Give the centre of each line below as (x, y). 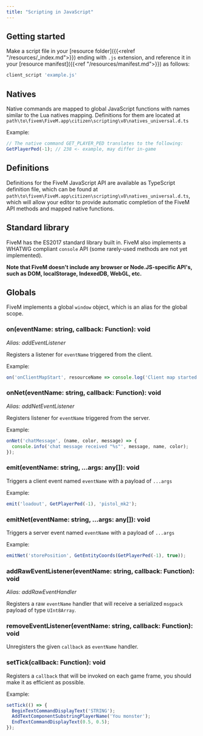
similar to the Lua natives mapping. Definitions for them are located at (93, 115)
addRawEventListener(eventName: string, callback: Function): (101, 571)
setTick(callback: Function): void (56, 662)
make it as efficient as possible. (46, 682)
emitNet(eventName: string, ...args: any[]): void (78, 519)
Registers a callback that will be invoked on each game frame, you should (99, 676)
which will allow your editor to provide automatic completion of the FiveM (98, 202)
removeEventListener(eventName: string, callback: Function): (100, 625)
